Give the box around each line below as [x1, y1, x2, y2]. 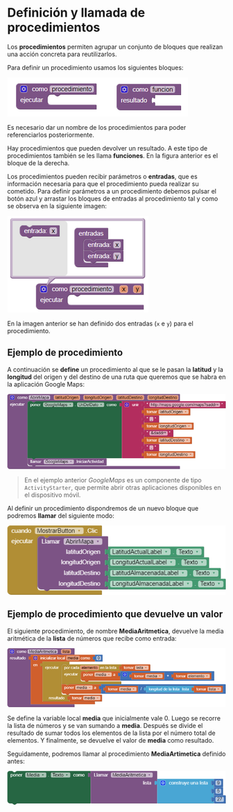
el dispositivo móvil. [24, 491, 81, 499]
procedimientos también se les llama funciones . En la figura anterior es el [7, 151, 218, 160]
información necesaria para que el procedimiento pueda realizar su [7, 179, 199, 188]
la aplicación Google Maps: [7, 380, 85, 388]
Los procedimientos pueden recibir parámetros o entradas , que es [7, 172, 198, 180]
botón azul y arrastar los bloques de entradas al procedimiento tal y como [7, 194, 218, 203]
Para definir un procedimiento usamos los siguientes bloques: [7, 63, 184, 71]
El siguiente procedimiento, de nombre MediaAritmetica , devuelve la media [7, 627, 224, 635]
